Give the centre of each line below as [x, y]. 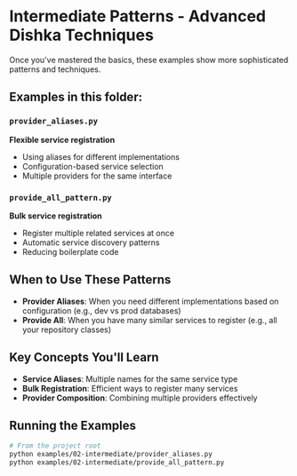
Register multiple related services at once [98, 233]
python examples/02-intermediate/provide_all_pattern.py [117, 463]
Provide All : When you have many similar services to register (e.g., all [149, 320]
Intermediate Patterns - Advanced [138, 16]
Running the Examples [72, 425]
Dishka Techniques [81, 35]
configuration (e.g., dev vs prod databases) [101, 310]
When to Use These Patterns [90, 280]
